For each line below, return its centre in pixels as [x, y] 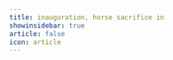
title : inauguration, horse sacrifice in [87, 17]
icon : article [35, 42]
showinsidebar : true [47, 26]
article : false [37, 34]
